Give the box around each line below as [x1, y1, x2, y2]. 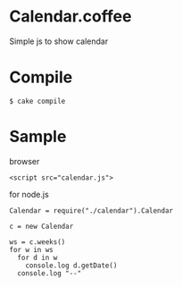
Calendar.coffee [9, 6, 132, 27]
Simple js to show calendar [9, 36, 109, 46]
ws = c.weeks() [9, 237, 66, 247]
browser [9, 156, 40, 166]
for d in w [17, 253, 58, 262]
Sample [9, 127, 67, 147]
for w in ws [9, 245, 54, 254]
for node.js [9, 189, 49, 199]
